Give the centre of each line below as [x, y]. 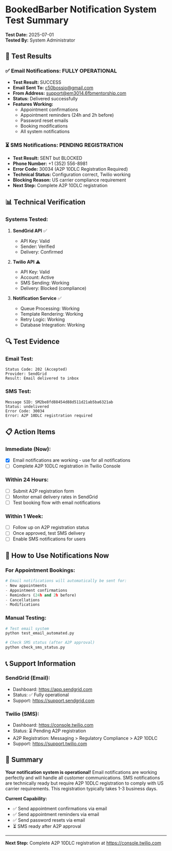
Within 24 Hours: [27, 480]
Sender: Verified [38, 246]
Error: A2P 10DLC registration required [49, 415]
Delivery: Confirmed [41, 252]
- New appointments [26, 585]
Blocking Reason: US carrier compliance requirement [69, 180]
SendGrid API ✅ [30, 230]
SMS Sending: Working [45, 283]
